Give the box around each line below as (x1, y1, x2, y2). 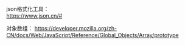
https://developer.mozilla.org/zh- (34, 25, 117, 32)
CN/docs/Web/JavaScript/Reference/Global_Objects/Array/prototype (6, 32, 179, 38)
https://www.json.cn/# (6, 12, 63, 19)
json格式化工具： (6, 5, 49, 12)
